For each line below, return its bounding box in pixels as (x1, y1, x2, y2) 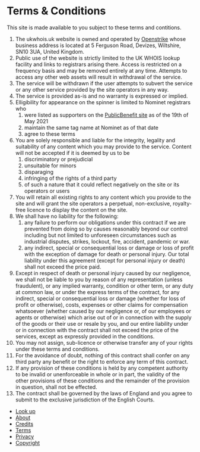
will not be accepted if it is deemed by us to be (15, 149, 130, 156)
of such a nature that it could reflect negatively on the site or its (24, 180, 180, 188)
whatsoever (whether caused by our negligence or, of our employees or (15, 307, 192, 314)
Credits (15, 420, 34, 427)
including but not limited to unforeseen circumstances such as (24, 231, 177, 239)
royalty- (172, 199, 192, 207)
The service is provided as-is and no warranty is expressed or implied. (15, 92, 188, 99)
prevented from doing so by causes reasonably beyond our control (24, 225, 188, 232)
